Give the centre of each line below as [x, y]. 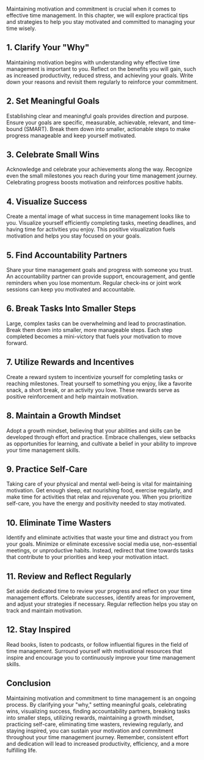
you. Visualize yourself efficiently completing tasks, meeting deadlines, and [101, 223]
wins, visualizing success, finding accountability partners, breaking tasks [98, 711]
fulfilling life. [22, 750]
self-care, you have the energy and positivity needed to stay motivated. [96, 503]
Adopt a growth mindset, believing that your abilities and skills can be [94, 431]
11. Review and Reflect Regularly [69, 576]
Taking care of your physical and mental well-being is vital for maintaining [99, 484]
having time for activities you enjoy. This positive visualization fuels [91, 230]
